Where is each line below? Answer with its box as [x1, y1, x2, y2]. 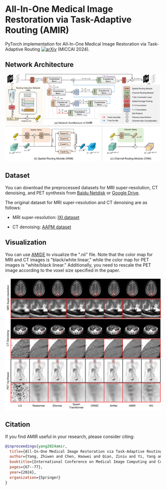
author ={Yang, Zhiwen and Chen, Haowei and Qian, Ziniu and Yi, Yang [9, 454, 156, 459]
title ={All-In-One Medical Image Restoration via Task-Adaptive [9, 449, 145, 454]
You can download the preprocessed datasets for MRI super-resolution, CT [5, 184, 158, 190]
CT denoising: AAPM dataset [12, 224, 72, 230]
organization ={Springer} [9, 475, 61, 480]
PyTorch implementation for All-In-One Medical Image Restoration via [5, 41, 147, 47]
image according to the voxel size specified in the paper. [5, 267, 120, 273]
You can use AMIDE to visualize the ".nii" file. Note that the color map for [5, 251, 153, 257]
